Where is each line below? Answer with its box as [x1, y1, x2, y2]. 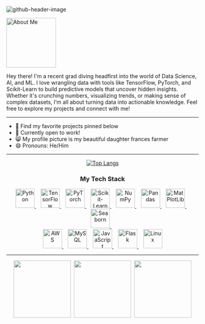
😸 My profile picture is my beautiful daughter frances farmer [15, 135, 169, 143]
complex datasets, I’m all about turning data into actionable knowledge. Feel [6, 98, 198, 106]
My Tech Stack [80, 175, 125, 183]
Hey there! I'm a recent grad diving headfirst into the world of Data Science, [6, 73, 197, 79]
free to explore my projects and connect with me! [6, 105, 130, 112]
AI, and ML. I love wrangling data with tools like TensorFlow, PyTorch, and [6, 79, 191, 86]
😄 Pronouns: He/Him [15, 142, 69, 149]
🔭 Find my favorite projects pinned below [15, 123, 119, 129]
